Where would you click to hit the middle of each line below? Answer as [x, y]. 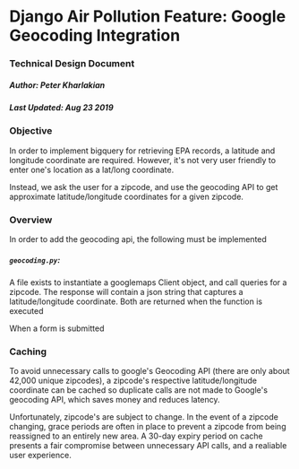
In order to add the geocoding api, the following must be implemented [138, 239]
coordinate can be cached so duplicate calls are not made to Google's [139, 390]
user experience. [40, 456]
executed [26, 311]
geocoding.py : [35, 260]
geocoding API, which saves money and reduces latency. [115, 400]
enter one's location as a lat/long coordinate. [92, 169]
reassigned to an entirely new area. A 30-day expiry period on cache [136, 436]
